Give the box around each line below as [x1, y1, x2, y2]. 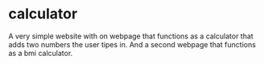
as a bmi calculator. [8, 48, 73, 58]
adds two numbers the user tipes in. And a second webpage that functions [8, 39, 256, 49]
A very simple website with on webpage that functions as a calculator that [8, 31, 254, 41]
